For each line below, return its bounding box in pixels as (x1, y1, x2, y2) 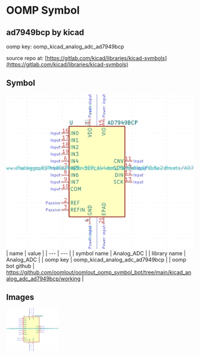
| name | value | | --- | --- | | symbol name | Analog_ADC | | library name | (6, 249, 186, 256)
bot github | (6, 262, 35, 270)
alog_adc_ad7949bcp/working (6, 275, 81, 282)
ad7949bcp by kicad (6, 27, 85, 37)
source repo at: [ (6, 55, 47, 61)
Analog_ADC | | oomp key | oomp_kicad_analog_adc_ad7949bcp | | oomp (6, 256, 186, 263)
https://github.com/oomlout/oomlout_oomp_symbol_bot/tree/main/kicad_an (6, 268, 192, 275)
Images (6, 292, 35, 302)
